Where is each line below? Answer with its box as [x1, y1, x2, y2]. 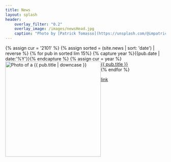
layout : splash [5, 12, 38, 17]
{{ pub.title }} [101, 61, 128, 67]
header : [5, 17, 22, 22]
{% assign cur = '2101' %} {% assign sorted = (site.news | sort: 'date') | [5, 45, 155, 51]
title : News [5, 7, 31, 13]
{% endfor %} [101, 67, 130, 73]
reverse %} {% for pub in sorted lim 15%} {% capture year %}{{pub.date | [5, 50, 160, 56]
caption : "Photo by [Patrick [14, 31, 76, 36]
